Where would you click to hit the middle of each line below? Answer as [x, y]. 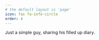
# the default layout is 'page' [38, 10]
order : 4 [14, 19]
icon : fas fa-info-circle [31, 14]
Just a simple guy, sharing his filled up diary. [50, 33]
